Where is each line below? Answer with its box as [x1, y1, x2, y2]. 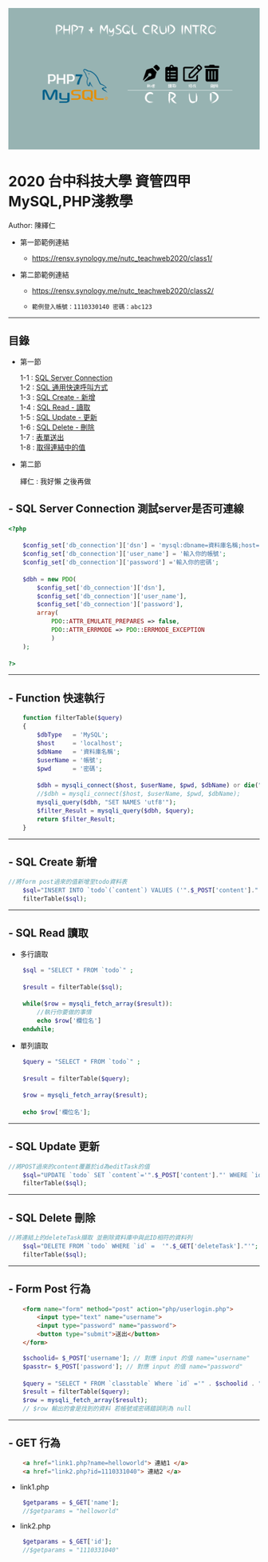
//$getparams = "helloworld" [22, 1507, 120, 1515]
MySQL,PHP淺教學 [8, 193, 133, 211]
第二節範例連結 [19, 270, 69, 279]
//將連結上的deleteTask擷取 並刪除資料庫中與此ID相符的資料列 [8, 1234, 193, 1242]
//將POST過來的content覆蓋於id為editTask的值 [8, 1162, 150, 1171]
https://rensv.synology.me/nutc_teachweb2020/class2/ [31, 286, 214, 295]
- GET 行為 [8, 1436, 61, 1450]
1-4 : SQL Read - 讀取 [19, 402, 91, 412]
